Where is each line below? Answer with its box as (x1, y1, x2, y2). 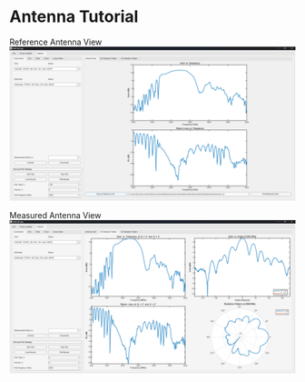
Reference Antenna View (9, 36, 103, 47)
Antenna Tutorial (9, 6, 139, 27)
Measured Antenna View (9, 209, 102, 220)
